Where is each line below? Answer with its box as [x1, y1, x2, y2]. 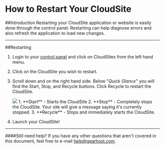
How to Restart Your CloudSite [5, 3, 132, 15]
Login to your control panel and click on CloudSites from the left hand [12, 54, 153, 60]
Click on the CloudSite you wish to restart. [12, 68, 98, 74]
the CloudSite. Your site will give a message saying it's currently [12, 104, 142, 110]
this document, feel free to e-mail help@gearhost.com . [5, 138, 116, 144]
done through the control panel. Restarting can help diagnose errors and [5, 25, 152, 30]
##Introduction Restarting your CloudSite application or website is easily [5, 20, 151, 26]
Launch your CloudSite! [12, 119, 60, 124]
